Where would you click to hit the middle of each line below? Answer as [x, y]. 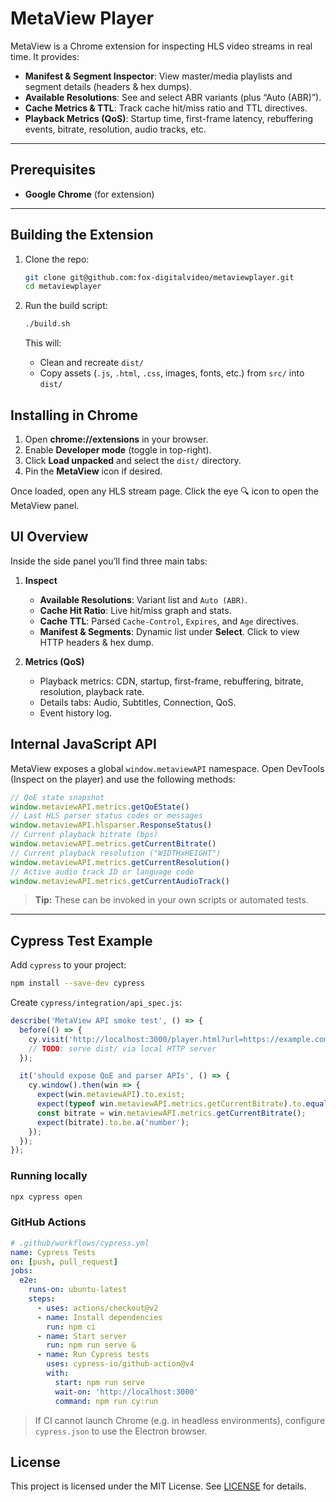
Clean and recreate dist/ [91, 363]
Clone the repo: [57, 259]
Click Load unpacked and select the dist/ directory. [133, 460]
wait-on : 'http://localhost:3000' [126, 1392]
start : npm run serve [99, 1382]
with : [58, 1373]
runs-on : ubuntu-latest [78, 1290]
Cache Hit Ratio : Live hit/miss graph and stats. [135, 610]
